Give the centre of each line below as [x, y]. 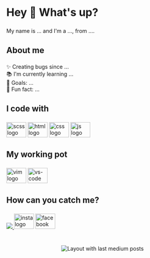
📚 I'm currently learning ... [40, 74]
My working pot [37, 155]
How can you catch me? [53, 200]
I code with [28, 108]
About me [25, 50]
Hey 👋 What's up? [52, 13]
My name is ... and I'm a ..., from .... [51, 31]
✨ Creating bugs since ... [37, 67]
